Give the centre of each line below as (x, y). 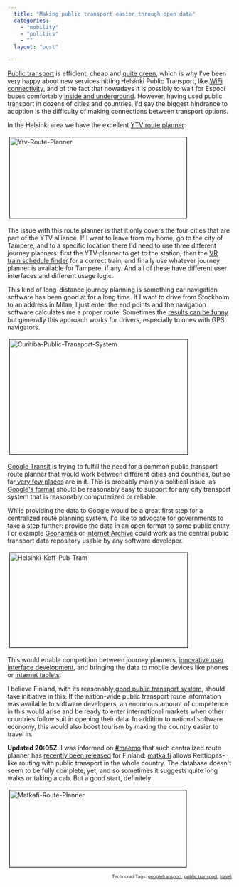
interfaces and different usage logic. (60, 276)
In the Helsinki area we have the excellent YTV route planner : (97, 125)
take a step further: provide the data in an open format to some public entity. (119, 526)
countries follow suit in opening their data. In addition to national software (115, 719)
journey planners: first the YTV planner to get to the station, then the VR (113, 253)
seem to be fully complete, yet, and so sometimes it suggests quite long (113, 770)
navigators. (24, 327)
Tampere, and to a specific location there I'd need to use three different (112, 245)
